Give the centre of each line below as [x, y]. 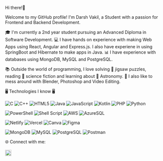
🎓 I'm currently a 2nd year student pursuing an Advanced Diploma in [76, 32]
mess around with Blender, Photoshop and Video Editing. [63, 81]
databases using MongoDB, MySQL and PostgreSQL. [59, 59]
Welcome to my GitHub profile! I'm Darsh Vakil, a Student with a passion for [82, 17]
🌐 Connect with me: [25, 142]
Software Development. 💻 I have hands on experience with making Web [79, 40]
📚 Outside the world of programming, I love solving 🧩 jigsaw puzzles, [76, 69]
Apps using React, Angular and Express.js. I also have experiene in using [79, 47]
